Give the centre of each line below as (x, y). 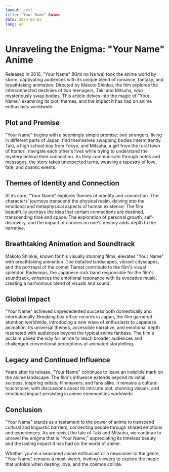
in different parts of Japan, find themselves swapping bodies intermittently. (83, 140)
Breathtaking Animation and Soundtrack (70, 244)
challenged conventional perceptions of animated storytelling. (70, 344)
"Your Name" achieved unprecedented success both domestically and (78, 311)
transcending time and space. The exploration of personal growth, (74, 217)
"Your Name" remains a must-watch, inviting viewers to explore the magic (82, 459)
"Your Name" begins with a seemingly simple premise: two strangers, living (84, 135)
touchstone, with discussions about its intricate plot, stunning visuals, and (82, 388)
